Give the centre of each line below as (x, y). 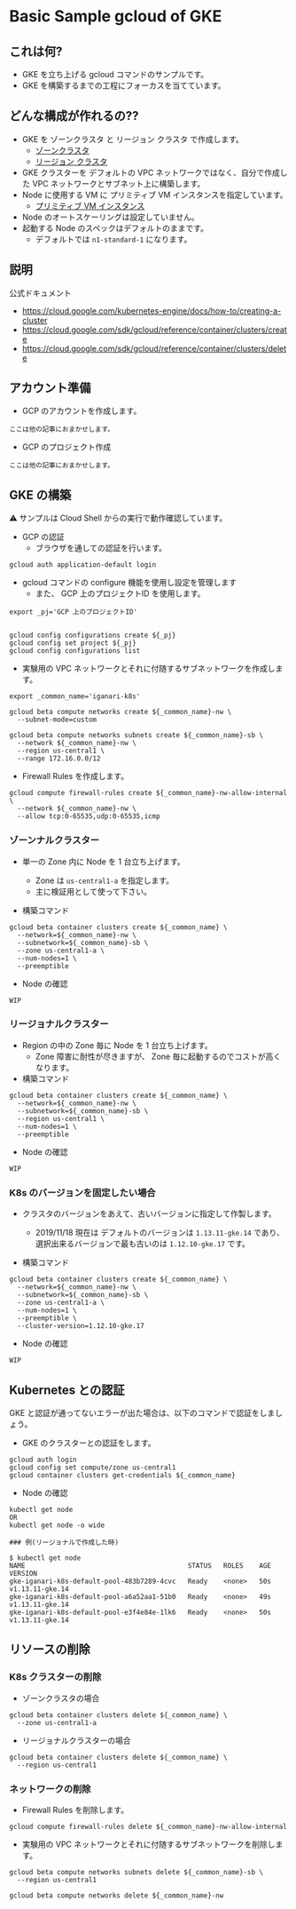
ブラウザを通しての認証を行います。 (101, 548)
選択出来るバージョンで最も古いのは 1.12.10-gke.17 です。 (143, 1244)
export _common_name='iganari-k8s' (75, 696)
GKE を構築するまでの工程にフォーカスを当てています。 (124, 85)
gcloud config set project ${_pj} (73, 643)
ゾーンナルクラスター (55, 840)
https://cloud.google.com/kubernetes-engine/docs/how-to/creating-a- (152, 310)
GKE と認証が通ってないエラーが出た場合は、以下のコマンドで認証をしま (142, 1412)
